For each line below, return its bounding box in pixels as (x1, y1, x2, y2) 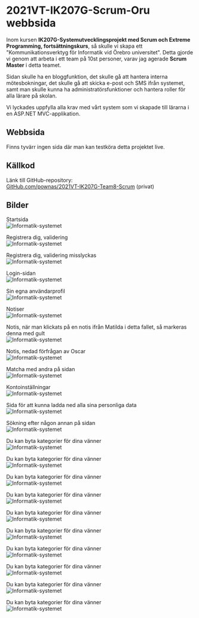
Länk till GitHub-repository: (6, 176, 73, 183)
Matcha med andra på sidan (6, 366, 75, 373)
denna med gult (6, 330, 45, 337)
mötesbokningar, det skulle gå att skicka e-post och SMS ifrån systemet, (6, 79, 185, 87)
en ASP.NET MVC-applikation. (6, 110, 81, 117)
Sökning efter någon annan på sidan (6, 420, 96, 427)
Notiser (6, 305, 25, 313)
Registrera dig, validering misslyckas (6, 252, 97, 259)
